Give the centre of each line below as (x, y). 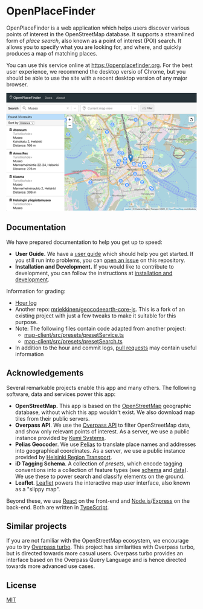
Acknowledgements (45, 373)
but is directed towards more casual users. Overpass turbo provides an (95, 553)
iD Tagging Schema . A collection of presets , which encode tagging (98, 464)
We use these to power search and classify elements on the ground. (100, 476)
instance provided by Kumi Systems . (60, 438)
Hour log (26, 302)
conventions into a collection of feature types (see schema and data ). (101, 470)
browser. (17, 84)
